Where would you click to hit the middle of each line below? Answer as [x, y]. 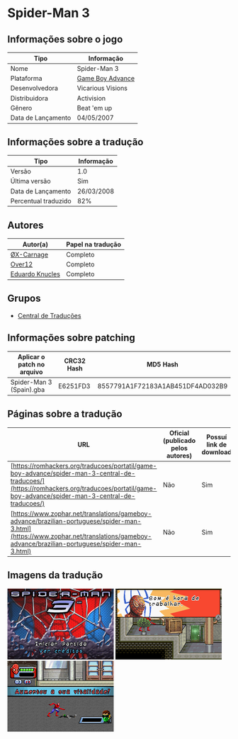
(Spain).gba [28, 390]
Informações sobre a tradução [75, 142]
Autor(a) [35, 244]
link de [217, 444]
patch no [31, 364]
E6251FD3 [74, 386]
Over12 [22, 264]
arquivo [32, 372]
